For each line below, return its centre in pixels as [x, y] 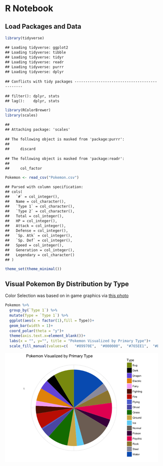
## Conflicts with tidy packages [39, 81]
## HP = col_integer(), [31, 221]
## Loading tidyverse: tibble [36, 52]
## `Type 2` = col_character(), [40, 211]
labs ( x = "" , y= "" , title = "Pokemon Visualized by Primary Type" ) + [80, 341]
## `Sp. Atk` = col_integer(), [39, 235]
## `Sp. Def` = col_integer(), [39, 240]
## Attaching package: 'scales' [38, 129]
